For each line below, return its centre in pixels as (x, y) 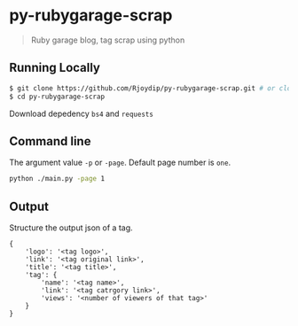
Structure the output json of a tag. (71, 228)
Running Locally (55, 68)
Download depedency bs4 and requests (81, 113)
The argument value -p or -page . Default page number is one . (120, 163)
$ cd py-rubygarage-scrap (57, 97)
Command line (50, 141)
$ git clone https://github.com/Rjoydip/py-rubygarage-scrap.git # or (142, 88)
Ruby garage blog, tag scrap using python (108, 40)
